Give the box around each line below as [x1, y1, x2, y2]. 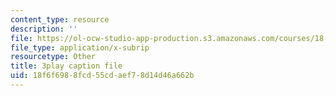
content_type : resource [10, 14, 110, 25]
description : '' [10, 24, 78, 34]
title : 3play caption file [10, 61, 123, 71]
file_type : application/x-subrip [10, 42, 150, 53]
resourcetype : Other [10, 52, 97, 62]
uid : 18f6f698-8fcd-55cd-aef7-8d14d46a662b [10, 71, 195, 81]
